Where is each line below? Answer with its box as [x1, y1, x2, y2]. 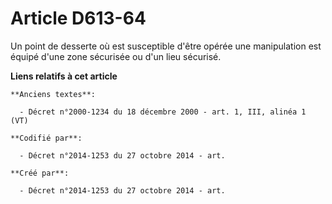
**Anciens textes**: [10, 89, 97, 99]
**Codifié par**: [10, 133, 83, 143]
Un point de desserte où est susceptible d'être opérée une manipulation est [10, 40, 322, 52]
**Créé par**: [10, 168, 70, 178]
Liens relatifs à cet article [10, 70, 118, 82]
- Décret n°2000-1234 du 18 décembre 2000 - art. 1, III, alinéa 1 [19, 107, 307, 117]
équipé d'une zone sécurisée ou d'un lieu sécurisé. [10, 50, 222, 62]
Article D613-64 [10, 7, 147, 30]
